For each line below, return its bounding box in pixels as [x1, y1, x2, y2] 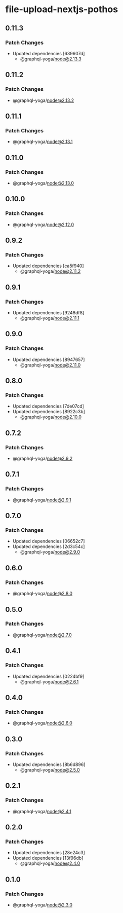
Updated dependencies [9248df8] [12, 310, 85, 315]
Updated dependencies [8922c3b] [12, 409, 85, 415]
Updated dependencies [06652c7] [12, 538, 85, 544]
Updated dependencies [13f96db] [12, 855, 84, 861]
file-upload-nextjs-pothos [5, 4, 118, 15]
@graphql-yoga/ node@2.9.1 [12, 497, 72, 503]
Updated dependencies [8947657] [12, 356, 85, 362]
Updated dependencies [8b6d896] [12, 761, 86, 768]
